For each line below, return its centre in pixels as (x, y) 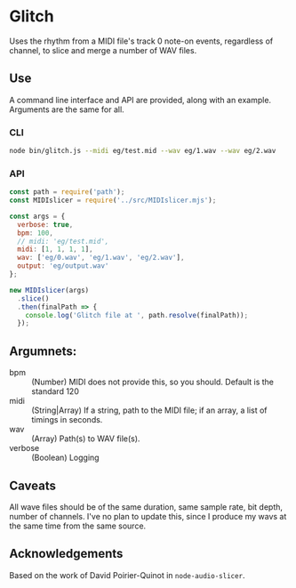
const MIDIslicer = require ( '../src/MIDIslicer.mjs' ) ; (113, 201)
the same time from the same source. (78, 526)
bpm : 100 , (35, 233)
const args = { (37, 216)
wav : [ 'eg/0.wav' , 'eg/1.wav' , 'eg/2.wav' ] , (101, 258)
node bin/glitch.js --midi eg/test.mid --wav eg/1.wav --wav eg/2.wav (143, 151)
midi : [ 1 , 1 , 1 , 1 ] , (55, 250)
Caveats (32, 485)
